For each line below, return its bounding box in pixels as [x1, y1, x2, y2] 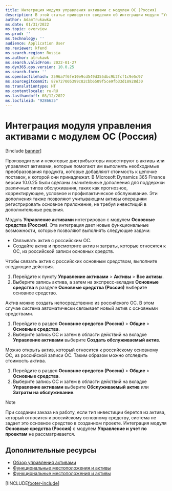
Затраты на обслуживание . [12, 390, 75, 396]
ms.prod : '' [5, 31, 31, 36]
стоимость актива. [5, 358, 46, 364]
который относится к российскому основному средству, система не [5, 415, 157, 421]
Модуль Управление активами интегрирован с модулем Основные [5, 217, 155, 223]
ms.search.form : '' [5, 70, 47, 75]
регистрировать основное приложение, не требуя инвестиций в [5, 201, 147, 207]
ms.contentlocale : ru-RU [5, 88, 58, 94]
